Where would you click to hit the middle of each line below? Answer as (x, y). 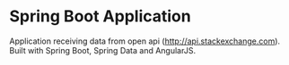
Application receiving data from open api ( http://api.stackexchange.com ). (145, 41)
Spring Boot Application (100, 16)
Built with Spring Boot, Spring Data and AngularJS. (102, 50)
